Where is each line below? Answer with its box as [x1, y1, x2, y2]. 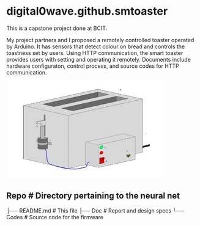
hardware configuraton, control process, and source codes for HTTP [6, 62, 179, 70]
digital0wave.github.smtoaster [6, 4, 168, 18]
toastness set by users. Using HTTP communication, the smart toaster [6, 49, 183, 56]
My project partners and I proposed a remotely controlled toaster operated [6, 36, 194, 43]
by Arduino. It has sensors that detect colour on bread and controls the [6, 43, 185, 50]
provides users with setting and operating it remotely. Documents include [6, 56, 191, 63]
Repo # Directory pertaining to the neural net [6, 191, 180, 201]
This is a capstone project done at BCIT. [6, 24, 108, 32]
